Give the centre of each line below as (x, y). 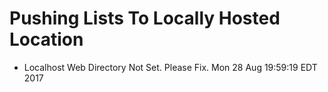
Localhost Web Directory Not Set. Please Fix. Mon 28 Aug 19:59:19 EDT (170, 67)
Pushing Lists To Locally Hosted (145, 18)
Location (46, 39)
